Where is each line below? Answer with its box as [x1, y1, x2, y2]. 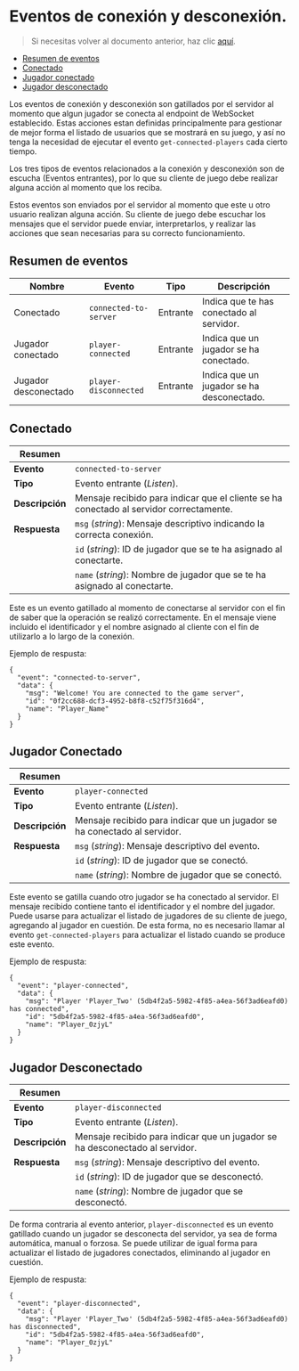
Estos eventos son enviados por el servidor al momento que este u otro [9, 199, 271, 210]
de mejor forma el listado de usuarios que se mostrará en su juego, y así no [9, 126, 286, 137]
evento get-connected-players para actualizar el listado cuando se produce [9, 929, 286, 941]
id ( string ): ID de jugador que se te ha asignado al [75, 543, 283, 555]
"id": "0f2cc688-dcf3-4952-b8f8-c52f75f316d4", [25, 697, 205, 706]
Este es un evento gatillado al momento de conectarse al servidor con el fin [9, 602, 286, 613]
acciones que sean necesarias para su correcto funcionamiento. [9, 227, 246, 238]
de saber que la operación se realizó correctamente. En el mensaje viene [9, 612, 277, 623]
